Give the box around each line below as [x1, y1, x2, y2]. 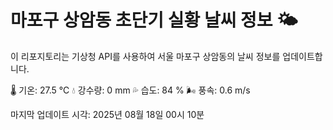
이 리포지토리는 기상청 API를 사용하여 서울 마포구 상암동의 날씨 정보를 [10, 50, 281, 62]
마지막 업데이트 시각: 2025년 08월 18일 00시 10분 [10, 108, 205, 120]
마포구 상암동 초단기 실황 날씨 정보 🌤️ [10, 9, 298, 32]
